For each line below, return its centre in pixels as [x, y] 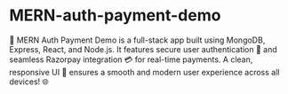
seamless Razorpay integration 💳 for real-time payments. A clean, [131, 59]
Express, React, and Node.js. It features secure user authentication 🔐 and [143, 49]
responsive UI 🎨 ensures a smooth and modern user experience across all [144, 72]
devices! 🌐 [29, 82]
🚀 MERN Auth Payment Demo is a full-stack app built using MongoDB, [137, 40]
